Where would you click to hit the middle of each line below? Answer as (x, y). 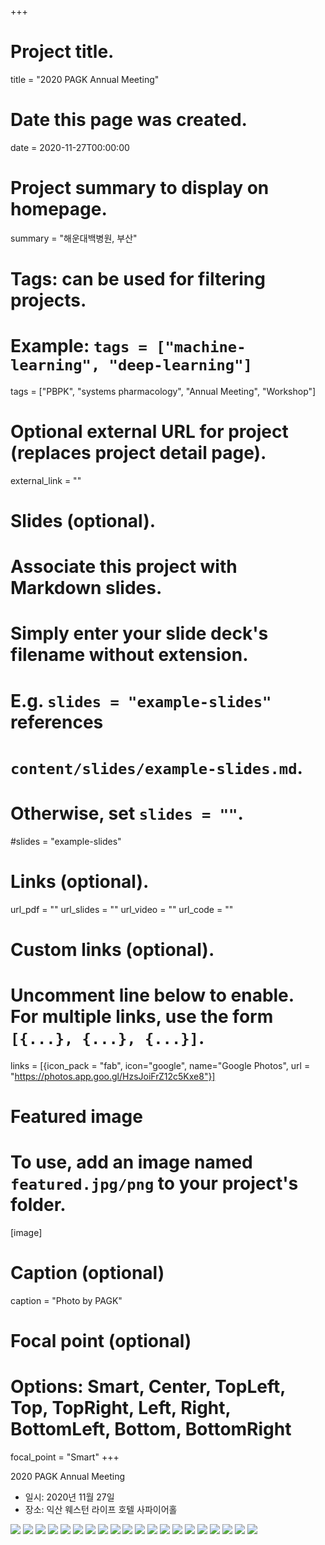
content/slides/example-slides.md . (156, 767)
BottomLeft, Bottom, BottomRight (151, 1429)
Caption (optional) (87, 1273)
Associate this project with (124, 567)
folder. (38, 1205)
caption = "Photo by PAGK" (66, 1300)
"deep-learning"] (180, 365)
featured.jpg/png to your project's (154, 1183)
